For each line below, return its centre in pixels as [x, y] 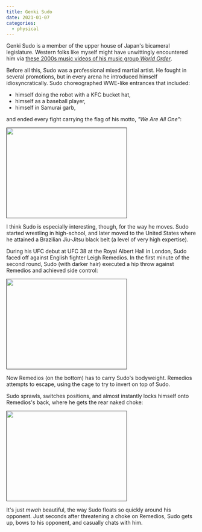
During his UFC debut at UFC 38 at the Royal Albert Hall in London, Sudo [96, 252]
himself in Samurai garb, [45, 108]
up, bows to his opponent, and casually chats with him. [74, 523]
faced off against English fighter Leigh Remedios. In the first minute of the [98, 258]
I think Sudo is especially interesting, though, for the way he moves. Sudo [97, 227]
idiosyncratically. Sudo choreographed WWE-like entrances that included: [98, 83]
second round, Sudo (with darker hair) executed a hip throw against [90, 264]
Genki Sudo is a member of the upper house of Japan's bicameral [88, 46]
